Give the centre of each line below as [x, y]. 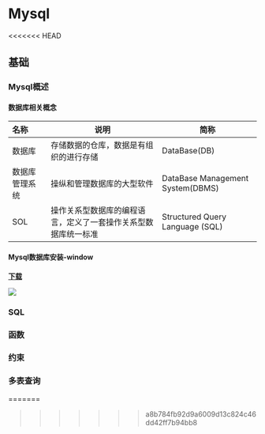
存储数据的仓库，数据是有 [98, 145]
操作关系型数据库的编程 [94, 210]
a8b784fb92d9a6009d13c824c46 [201, 414]
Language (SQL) [192, 227]
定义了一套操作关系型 [106, 222]
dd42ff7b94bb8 [172, 422]
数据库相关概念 [32, 107]
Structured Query [194, 217]
